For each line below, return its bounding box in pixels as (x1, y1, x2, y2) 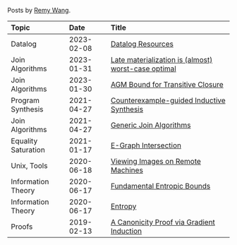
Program (11, 95, 40, 105)
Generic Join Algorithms (110, 120, 191, 130)
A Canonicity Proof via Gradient (110, 217, 215, 227)
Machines (110, 165, 143, 175)
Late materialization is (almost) (110, 55, 213, 64)
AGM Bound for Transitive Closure (110, 80, 224, 89)
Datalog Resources (110, 39, 174, 49)
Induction (110, 226, 142, 236)
